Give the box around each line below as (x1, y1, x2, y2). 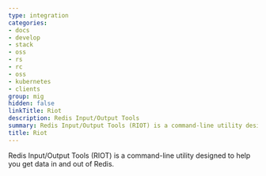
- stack (8, 41, 34, 49)
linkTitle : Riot (8, 107, 62, 115)
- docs (8, 26, 30, 34)
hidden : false (8, 99, 55, 107)
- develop (8, 33, 41, 42)
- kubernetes (8, 77, 51, 85)
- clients (8, 84, 41, 93)
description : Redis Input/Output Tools (8, 114, 140, 122)
